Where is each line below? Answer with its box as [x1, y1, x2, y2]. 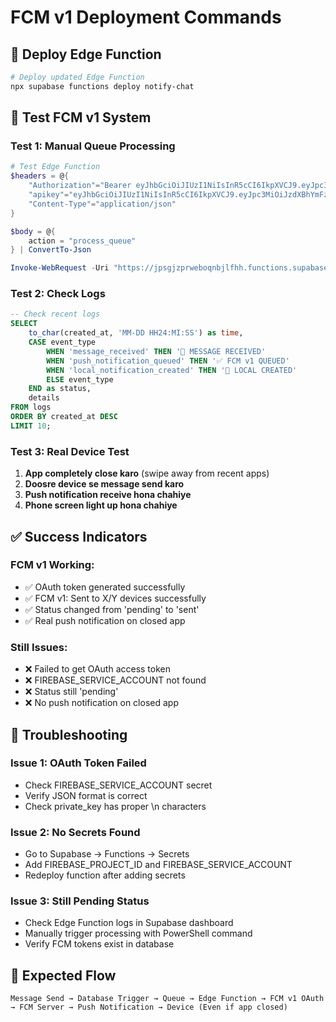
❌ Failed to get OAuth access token [24, 663, 172, 675]
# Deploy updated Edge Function [10, 72, 145, 82]
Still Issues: [10, 640, 68, 654]
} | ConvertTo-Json [10, 245, 92, 255]
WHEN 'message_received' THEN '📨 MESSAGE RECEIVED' [46, 346, 267, 356]
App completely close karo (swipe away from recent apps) [24, 467, 270, 480]
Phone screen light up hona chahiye [24, 499, 178, 511]
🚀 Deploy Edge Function [10, 46, 162, 63]
